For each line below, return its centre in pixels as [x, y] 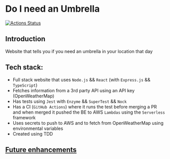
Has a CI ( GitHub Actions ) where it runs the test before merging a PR [85, 107]
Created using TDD [33, 134]
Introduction [25, 39]
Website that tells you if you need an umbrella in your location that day [79, 51]
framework [24, 117]
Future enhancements [41, 150]
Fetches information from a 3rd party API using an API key [74, 90]
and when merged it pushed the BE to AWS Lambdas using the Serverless [89, 112]
